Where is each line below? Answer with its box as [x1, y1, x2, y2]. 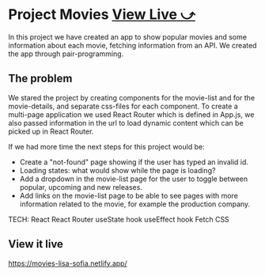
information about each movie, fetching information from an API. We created [8, 40, 257, 50]
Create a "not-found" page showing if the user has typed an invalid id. [19, 157, 249, 167]
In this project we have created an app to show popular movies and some [8, 32, 248, 41]
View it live [8, 237, 63, 251]
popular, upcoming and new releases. [19, 182, 142, 191]
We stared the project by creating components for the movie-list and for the [8, 93, 256, 102]
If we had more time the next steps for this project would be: [8, 142, 205, 151]
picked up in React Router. [8, 127, 94, 136]
